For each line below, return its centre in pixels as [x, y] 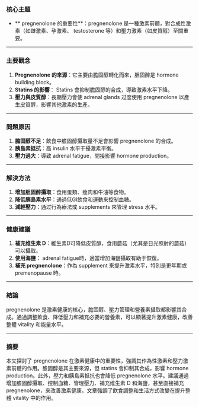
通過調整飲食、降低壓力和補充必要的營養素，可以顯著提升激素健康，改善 [105, 317]
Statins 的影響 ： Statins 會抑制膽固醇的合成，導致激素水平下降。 [94, 90]
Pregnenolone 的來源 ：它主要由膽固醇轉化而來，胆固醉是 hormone [97, 75]
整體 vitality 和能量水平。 [36, 324]
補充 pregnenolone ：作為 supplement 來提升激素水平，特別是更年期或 [101, 266]
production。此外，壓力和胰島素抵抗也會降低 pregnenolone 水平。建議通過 [98, 376]
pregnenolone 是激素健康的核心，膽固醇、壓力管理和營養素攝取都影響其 [94, 309]
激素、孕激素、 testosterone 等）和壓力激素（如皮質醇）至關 [109, 31]
